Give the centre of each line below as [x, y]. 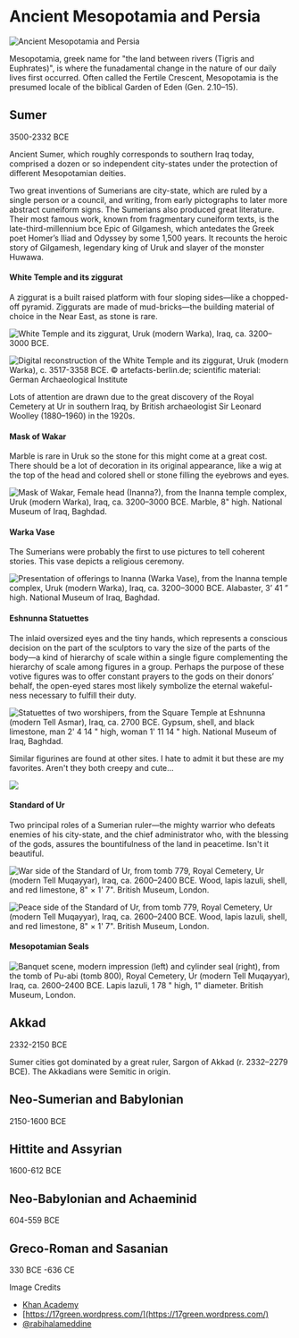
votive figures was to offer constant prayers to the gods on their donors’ [142, 676]
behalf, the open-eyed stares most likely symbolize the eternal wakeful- [141, 685]
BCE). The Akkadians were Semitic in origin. [90, 1071]
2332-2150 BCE [38, 1045]
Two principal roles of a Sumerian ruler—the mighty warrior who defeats [142, 825]
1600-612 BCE [36, 1171]
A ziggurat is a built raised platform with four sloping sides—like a [130, 297]
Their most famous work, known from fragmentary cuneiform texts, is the [144, 219]
